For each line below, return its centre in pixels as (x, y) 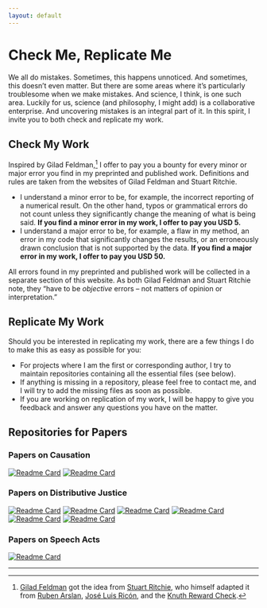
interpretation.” (33, 297)
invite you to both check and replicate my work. (86, 119)
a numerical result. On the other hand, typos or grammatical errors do (133, 206)
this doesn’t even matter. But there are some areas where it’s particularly (127, 85)
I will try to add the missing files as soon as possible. (106, 390)
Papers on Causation (49, 455)
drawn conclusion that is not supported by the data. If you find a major (136, 248)
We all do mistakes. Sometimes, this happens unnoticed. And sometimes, (128, 77)
